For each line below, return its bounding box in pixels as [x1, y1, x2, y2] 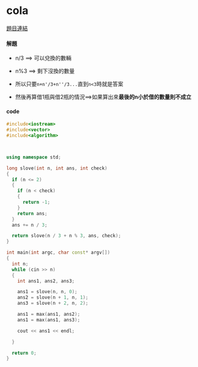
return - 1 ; [22, 199, 51, 205]
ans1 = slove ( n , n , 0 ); [17, 289, 78, 295]
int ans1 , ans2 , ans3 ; [17, 278, 75, 284]
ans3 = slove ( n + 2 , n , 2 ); [17, 300, 88, 307]
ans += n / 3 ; [12, 222, 48, 228]
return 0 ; [12, 350, 37, 356]
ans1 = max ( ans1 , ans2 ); [17, 312, 80, 318]
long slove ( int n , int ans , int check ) [6, 165, 108, 171]
